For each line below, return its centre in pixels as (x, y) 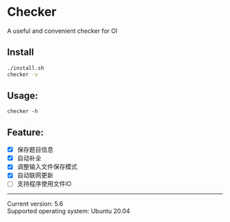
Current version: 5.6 (35, 204)
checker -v (23, 74)
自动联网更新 (35, 176)
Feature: (25, 132)
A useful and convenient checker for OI (62, 31)
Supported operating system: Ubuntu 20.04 (68, 211)
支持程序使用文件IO (44, 184)
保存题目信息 (35, 150)
